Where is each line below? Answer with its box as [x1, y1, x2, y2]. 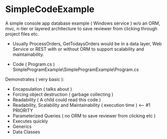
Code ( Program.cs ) [12, 61, 55, 67]
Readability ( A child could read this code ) [12, 97, 101, 103]
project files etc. [5, 31, 39, 37]
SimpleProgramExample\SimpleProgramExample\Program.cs [12, 66, 139, 73]
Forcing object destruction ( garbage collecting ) [12, 91, 114, 97]
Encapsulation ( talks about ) [12, 86, 72, 92]
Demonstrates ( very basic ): [5, 76, 65, 82]
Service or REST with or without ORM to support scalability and [12, 46, 144, 52]
